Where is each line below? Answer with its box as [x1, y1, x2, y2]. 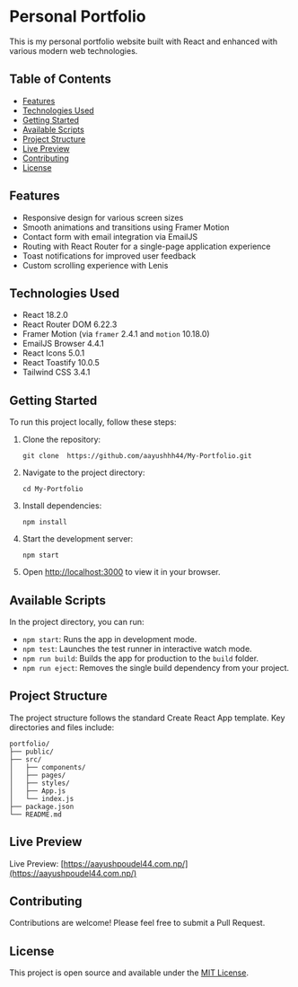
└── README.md [9, 810, 63, 819]
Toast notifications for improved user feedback [22, 250, 197, 261]
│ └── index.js [9, 794, 74, 803]
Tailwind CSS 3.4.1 [22, 366, 91, 378]
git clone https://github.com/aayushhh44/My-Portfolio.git [22, 452, 252, 461]
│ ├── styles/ [9, 779, 70, 788]
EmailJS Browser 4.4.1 [22, 339, 105, 349]
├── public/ [9, 747, 54, 756]
